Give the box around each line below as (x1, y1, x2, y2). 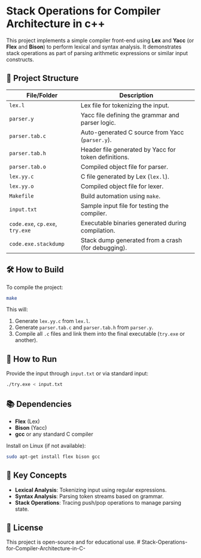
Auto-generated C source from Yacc (80, 128, 184, 136)
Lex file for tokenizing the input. (80, 101, 169, 109)
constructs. (6, 56, 35, 63)
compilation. (80, 226, 115, 234)
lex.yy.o (9, 183, 34, 189)
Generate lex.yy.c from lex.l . (14, 318, 91, 325)
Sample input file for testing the (80, 201, 169, 210)
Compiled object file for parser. (80, 162, 169, 171)
